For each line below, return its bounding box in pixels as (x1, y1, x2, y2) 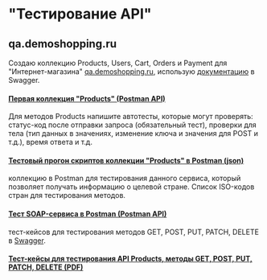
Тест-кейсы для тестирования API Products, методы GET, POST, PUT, (8, 254, 253, 264)
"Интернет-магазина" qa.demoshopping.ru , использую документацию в (8, 67, 255, 76)
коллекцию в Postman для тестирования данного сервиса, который (8, 174, 241, 183)
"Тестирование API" (8, 5, 152, 23)
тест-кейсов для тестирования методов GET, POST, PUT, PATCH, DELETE (8, 227, 260, 237)
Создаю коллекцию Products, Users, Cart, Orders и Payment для (8, 58, 228, 68)
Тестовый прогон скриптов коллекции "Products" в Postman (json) (8, 155, 244, 165)
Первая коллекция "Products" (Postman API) (8, 93, 166, 103)
